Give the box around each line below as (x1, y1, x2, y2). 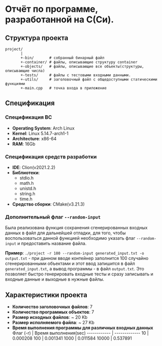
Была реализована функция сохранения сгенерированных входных (5, 225, 148, 231)
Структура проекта (5, 34, 68, 42)
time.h (19, 196, 33, 202)
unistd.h (19, 185, 36, 191)
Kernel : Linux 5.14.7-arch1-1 (12, 130, 69, 136)
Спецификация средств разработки (5, 153, 97, 160)
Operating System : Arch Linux (12, 125, 75, 131)
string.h (19, 190, 35, 196)
